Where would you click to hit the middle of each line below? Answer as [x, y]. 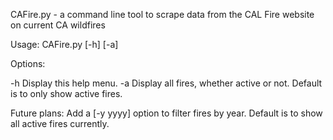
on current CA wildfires [58, 25]
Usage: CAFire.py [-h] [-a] [64, 44]
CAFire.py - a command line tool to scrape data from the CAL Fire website [162, 14]
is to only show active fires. [66, 93]
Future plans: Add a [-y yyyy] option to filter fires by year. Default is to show [166, 113]
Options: [28, 63]
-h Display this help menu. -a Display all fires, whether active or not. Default [166, 83]
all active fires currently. [60, 123]
